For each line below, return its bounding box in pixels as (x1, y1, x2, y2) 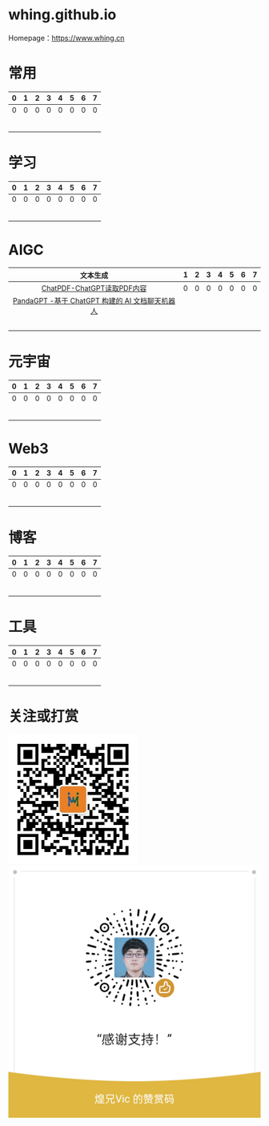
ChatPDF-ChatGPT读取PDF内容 (41, 284, 147, 293)
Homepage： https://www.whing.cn (8, 33, 125, 42)
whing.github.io (8, 6, 117, 24)
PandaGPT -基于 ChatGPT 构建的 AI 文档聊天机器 (12, 296, 176, 306)
